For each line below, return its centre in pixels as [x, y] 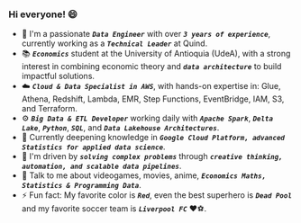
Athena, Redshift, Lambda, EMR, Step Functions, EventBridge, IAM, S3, [153, 99]
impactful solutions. [58, 76]
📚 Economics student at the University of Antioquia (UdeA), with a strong [156, 54]
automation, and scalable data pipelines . [101, 166]
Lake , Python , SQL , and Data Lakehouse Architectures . [120, 128]
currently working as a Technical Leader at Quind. [114, 43]
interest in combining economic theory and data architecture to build [151, 67]
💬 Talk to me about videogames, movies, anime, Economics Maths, [144, 175]
